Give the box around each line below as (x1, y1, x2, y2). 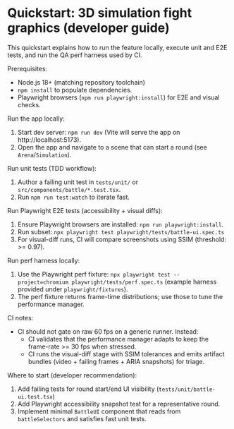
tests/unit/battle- (158, 386, 216, 393)
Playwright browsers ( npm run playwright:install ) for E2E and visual (17, 93, 220, 102)
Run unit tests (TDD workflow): (7, 164, 97, 172)
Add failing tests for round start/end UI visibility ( (17, 385, 159, 393)
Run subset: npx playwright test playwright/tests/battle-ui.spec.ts (17, 227, 225, 236)
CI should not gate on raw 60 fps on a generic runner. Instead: (17, 327, 199, 336)
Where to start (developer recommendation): (7, 370, 137, 379)
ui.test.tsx (17, 393, 53, 400)
